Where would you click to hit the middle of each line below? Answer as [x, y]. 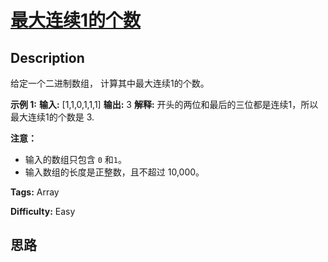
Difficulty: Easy [43, 211]
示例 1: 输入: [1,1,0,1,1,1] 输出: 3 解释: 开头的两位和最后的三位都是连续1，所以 [164, 104]
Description [47, 57]
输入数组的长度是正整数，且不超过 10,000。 [114, 172]
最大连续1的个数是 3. [52, 117]
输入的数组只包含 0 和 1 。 [76, 159]
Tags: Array [35, 192]
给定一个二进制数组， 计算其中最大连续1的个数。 [110, 83]
